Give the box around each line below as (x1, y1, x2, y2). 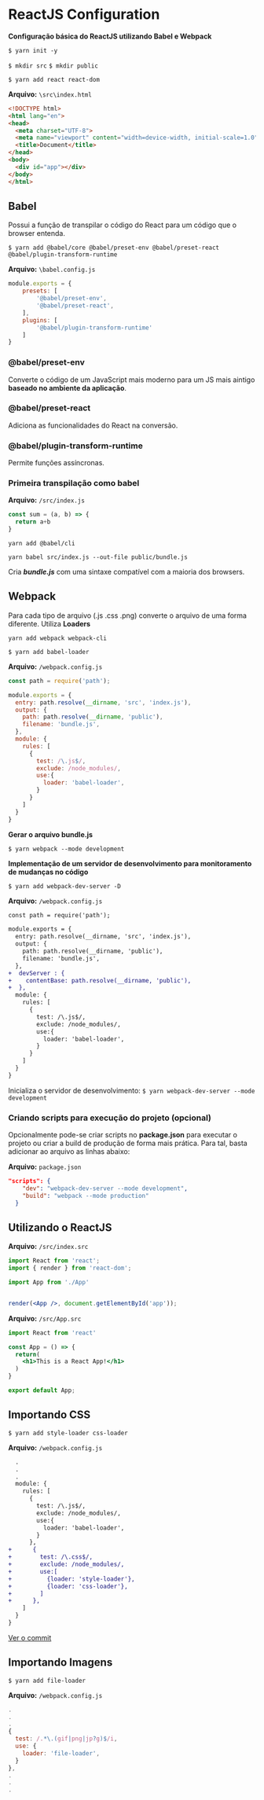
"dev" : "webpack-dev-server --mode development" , (22, 1185, 189, 1192)
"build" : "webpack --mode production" (22, 1192, 149, 1199)
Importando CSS (8, 1409, 91, 1422)
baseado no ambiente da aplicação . (8, 383, 127, 392)
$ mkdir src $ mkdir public (8, 61, 98, 70)
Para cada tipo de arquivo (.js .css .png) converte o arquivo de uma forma (8, 611, 247, 620)
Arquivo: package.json (8, 1162, 82, 1172)
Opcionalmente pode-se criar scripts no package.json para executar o (8, 1130, 238, 1140)
